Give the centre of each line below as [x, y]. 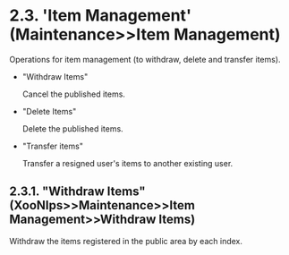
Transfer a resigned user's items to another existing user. [127, 163]
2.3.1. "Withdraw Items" [77, 192]
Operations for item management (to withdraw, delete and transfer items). [145, 59]
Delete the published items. [72, 128]
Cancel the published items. [73, 94]
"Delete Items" [49, 111]
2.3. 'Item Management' [101, 16]
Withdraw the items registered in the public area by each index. [126, 241]
